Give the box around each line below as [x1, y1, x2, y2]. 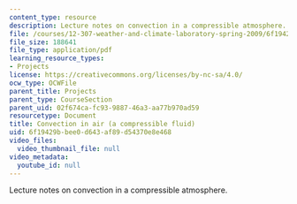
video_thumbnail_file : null [17, 144, 121, 153]
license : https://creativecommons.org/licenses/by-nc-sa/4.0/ [9, 71, 243, 79]
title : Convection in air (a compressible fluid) [9, 120, 196, 129]
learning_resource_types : [9, 54, 104, 63]
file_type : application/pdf [9, 46, 113, 55]
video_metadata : [9, 152, 69, 162]
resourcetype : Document [9, 111, 97, 120]
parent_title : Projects [9, 87, 97, 95]
